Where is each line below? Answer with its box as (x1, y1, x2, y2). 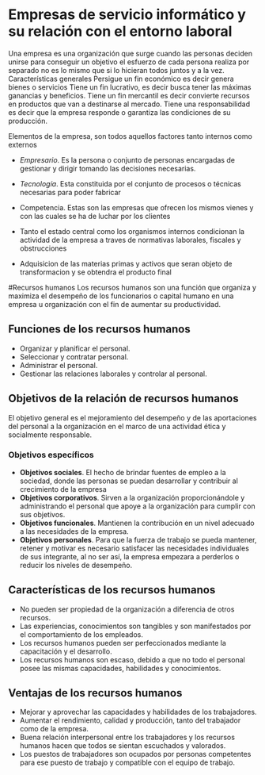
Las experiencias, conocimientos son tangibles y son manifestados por (19, 621, 252, 631)
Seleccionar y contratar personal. (19, 351, 129, 362)
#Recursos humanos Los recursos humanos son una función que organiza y (8, 282, 257, 292)
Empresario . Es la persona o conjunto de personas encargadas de (19, 155, 236, 164)
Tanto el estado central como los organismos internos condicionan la (19, 226, 245, 236)
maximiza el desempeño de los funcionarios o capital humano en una (8, 291, 234, 301)
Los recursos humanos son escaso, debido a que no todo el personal (19, 654, 245, 664)
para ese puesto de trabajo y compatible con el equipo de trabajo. (19, 758, 236, 767)
